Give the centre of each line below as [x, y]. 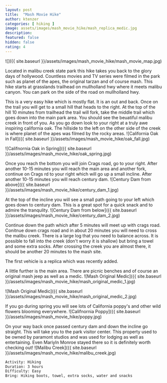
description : [19, 33]
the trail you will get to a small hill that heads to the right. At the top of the [80, 107]
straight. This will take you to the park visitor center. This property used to [81, 332]
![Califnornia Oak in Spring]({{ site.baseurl [48, 148]
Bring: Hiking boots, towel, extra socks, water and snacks [69, 376]
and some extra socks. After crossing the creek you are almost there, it [78, 246]
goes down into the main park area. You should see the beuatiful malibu [79, 117]
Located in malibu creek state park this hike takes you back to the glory [79, 71]
